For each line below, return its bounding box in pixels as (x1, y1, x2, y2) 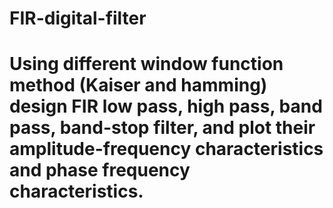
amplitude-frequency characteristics (9, 138, 324, 161)
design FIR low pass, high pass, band (9, 95, 323, 118)
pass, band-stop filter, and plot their (9, 117, 316, 139)
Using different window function (9, 53, 284, 76)
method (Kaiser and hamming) (9, 74, 268, 97)
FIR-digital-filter (9, 7, 147, 30)
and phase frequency (9, 159, 191, 182)
